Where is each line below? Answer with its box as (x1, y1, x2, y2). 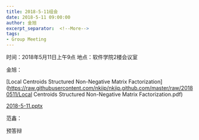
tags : (6, 31, 20, 37)
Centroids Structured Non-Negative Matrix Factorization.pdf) (33, 91, 183, 98)
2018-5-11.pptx (6, 102, 43, 109)
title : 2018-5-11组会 (6, 8, 58, 15)
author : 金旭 (6, 20, 37, 26)
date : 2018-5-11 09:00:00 (6, 14, 70, 20)
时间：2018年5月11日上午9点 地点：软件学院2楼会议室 (6, 54, 138, 60)
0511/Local (6, 91, 33, 98)
